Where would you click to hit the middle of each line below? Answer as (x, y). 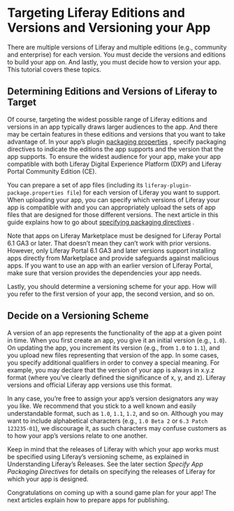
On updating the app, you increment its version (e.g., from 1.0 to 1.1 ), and (114, 347)
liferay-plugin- (168, 185)
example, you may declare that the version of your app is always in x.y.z (111, 370)
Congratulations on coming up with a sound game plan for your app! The (112, 492)
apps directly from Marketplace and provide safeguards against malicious (113, 258)
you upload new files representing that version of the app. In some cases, (113, 355)
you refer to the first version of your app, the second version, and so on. (111, 294)
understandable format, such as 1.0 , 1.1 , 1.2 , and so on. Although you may (115, 413)
